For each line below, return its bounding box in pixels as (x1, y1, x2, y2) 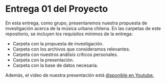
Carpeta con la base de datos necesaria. (12, 62, 99, 68)
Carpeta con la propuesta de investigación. (12, 40, 104, 46)
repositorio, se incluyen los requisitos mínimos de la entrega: (5, 31, 133, 37)
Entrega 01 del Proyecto (5, 3, 108, 15)
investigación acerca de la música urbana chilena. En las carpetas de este (5, 25, 161, 31)
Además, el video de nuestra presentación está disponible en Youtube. (5, 72, 154, 78)
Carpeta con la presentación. (12, 57, 74, 63)
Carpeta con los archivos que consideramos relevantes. (12, 46, 130, 52)
